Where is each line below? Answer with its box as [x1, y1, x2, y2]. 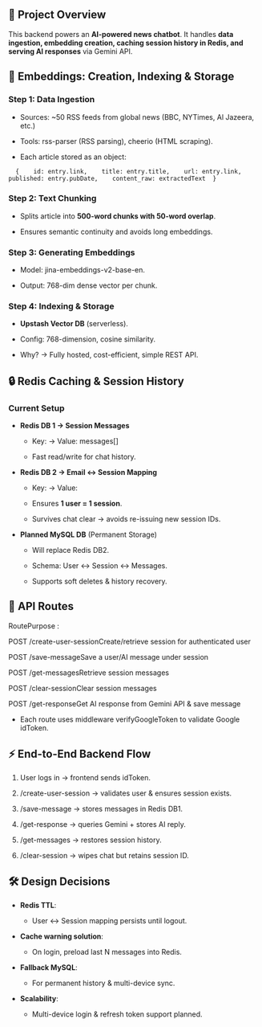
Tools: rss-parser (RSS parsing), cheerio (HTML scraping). [19, 136, 214, 145]
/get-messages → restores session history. [19, 835, 162, 845]
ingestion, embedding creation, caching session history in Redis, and [8, 38, 244, 47]
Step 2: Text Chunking [8, 193, 97, 204]
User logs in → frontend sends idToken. [19, 772, 151, 782]
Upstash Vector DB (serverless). [19, 319, 128, 329]
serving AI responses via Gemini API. [8, 46, 133, 56]
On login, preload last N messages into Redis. [31, 947, 183, 956]
